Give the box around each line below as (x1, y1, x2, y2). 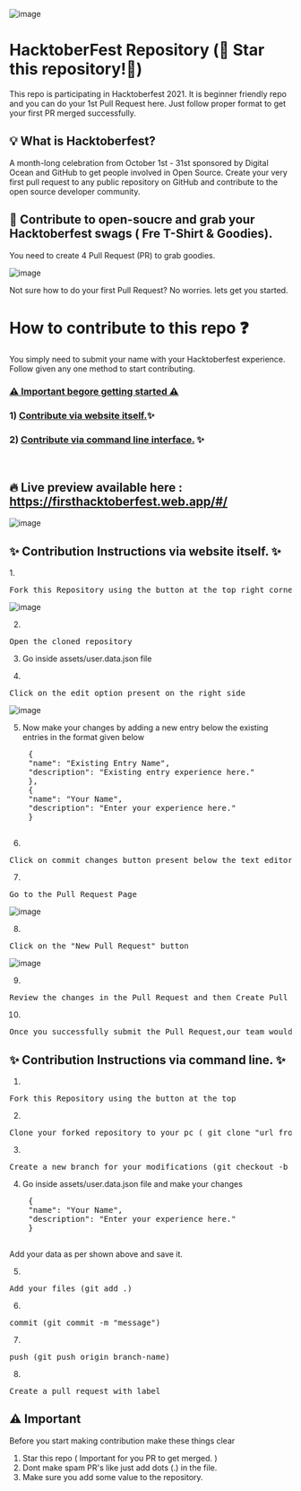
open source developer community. (9, 186, 141, 196)
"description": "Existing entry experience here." (28, 767, 255, 778)
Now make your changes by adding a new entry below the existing (21, 722, 269, 733)
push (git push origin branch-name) (9, 1352, 170, 1363)
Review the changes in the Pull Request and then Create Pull (9, 992, 288, 1003)
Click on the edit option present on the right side (9, 688, 246, 699)
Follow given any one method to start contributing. (9, 363, 195, 374)
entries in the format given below (21, 732, 145, 743)
